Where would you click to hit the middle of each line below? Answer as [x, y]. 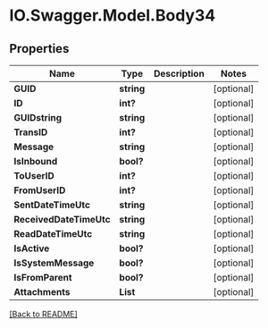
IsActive [32, 248]
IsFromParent [43, 278]
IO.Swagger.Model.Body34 [113, 16]
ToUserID [34, 176]
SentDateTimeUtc [52, 205]
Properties [39, 49]
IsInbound [36, 161]
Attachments [42, 292]
